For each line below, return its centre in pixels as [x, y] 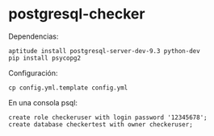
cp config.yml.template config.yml [68, 88]
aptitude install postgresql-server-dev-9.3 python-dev [104, 51]
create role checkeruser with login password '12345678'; [108, 117]
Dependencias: [34, 36]
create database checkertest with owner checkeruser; [101, 124]
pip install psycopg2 [45, 58]
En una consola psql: [43, 102]
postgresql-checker [77, 14]
